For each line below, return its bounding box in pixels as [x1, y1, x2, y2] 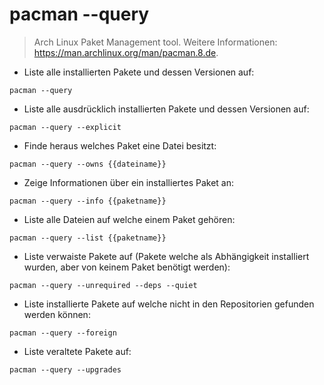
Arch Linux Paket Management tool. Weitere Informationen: [33, 36, 278, 48]
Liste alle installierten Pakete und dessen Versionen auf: [23, 66, 255, 78]
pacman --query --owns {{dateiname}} [9, 159, 167, 169]
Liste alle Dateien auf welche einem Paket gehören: [23, 213, 236, 225]
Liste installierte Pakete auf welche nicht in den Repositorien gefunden [23, 298, 315, 310]
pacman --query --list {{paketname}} [9, 233, 167, 243]
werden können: [23, 308, 91, 320]
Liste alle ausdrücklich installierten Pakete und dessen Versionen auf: [23, 103, 310, 115]
